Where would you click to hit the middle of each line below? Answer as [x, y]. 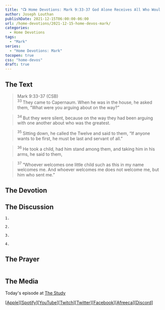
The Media [22, 281]
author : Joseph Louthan [29, 14]
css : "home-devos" [24, 60]
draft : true [17, 64]
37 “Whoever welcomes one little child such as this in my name [80, 164]
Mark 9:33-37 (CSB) [38, 96]
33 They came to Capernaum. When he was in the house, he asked [84, 102]
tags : [11, 37]
